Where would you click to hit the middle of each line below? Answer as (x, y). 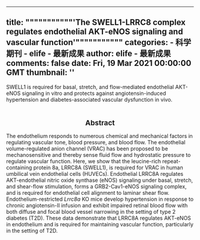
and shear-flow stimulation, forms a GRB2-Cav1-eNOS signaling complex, (96, 187)
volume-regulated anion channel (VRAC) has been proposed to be (87, 149)
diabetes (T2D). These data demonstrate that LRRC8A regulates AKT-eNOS (99, 218)
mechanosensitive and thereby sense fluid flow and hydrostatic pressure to (99, 155)
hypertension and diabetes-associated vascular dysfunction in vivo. (89, 99)
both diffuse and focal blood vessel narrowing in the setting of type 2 (91, 212)
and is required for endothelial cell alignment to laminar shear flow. (88, 193)
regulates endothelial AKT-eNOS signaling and (95, 32)
